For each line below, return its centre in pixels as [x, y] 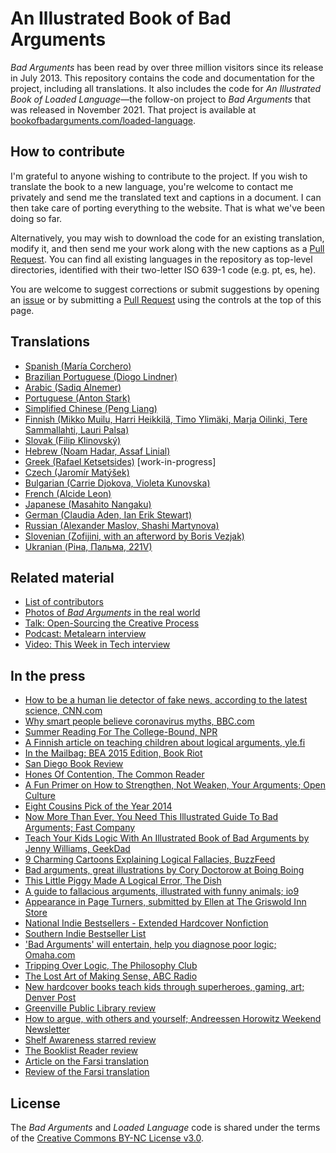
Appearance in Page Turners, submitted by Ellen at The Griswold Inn [165, 902]
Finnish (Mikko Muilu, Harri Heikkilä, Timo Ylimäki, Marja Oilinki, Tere [166, 419]
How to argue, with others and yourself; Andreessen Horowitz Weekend [173, 1019]
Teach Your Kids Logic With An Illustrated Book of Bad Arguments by [167, 838]
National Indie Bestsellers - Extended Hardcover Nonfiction [146, 923]
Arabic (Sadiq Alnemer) [73, 387]
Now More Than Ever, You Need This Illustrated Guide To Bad [151, 817]
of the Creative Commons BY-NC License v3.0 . [107, 1138]
